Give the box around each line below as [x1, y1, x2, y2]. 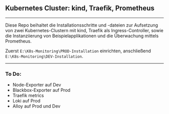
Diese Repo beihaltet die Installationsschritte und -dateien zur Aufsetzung [5, 22, 158, 28]
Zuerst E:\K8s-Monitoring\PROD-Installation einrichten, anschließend [5, 48, 151, 54]
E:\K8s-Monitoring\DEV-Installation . [5, 53, 83, 59]
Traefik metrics [12, 92, 44, 98]
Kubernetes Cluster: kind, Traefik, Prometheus [5, 4, 155, 13]
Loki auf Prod [12, 98, 41, 104]
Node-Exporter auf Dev [12, 82, 61, 88]
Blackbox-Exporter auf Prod [12, 87, 70, 93]
